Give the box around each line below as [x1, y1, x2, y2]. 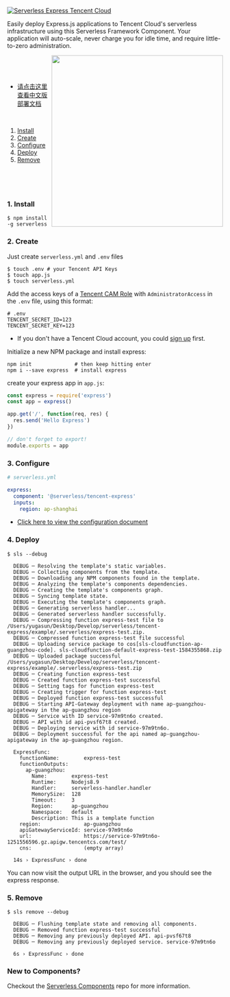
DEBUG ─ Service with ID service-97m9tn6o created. [13, 712, 164, 719]
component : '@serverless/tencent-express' [13, 492, 136, 500]
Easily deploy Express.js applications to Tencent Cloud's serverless [7, 20, 197, 27]
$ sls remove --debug [7, 909, 69, 915]
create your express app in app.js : [7, 379, 105, 387]
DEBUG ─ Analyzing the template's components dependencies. [13, 580, 188, 588]
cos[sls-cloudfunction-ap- [126, 640, 204, 647]
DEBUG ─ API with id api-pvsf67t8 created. [13, 719, 139, 725]
